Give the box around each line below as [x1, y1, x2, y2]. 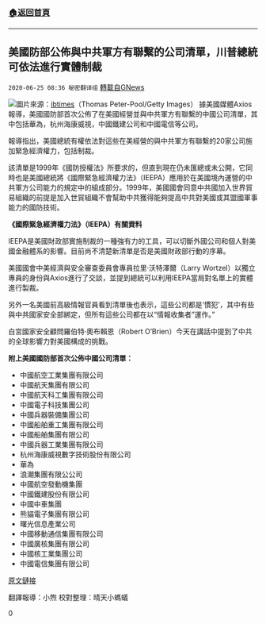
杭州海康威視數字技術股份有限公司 [19, 450, 131, 460]
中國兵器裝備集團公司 [19, 410, 89, 420]
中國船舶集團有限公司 [19, 430, 89, 440]
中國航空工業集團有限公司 [19, 371, 104, 380]
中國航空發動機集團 [19, 480, 83, 489]
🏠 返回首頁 [8, 6, 51, 17]
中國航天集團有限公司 [19, 380, 89, 390]
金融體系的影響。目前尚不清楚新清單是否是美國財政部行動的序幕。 [14, 246, 230, 256]
